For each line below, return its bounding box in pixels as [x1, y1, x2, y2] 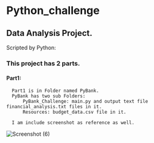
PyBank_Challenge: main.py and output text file [22, 99, 149, 105]
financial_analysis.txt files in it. [6, 104, 102, 110]
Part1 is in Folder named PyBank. [12, 88, 99, 94]
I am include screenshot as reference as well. [12, 120, 135, 126]
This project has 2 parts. [6, 59, 80, 68]
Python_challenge [6, 4, 100, 18]
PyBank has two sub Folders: [12, 93, 86, 99]
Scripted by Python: [6, 44, 57, 51]
